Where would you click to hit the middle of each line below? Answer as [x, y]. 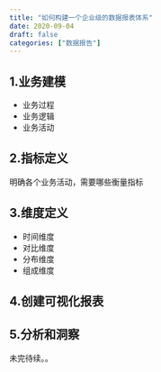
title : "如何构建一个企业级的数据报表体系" [81, 18]
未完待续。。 [31, 358]
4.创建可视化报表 [57, 301]
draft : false [34, 34]
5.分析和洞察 [45, 335]
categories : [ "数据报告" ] [55, 43]
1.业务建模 [38, 82]
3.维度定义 [39, 213]
